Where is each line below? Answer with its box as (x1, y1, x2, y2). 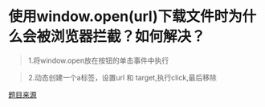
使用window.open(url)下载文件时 (8, 7, 229, 26)
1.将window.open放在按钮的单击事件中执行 (27, 56, 169, 65)
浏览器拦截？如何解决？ (51, 27, 206, 46)
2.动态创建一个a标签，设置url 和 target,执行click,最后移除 (27, 72, 217, 82)
